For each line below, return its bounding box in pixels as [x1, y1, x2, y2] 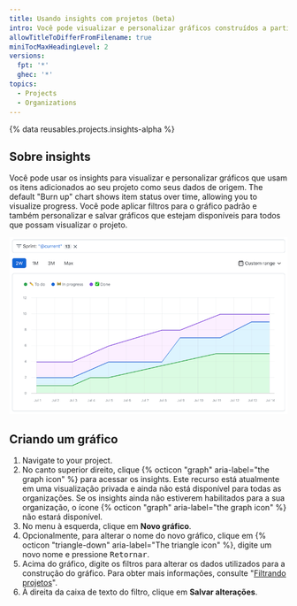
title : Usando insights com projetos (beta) [9, 14, 176, 23]
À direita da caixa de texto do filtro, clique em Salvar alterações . [21, 587, 258, 597]
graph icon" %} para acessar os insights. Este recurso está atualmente [21, 474, 280, 485]
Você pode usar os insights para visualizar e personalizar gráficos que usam [9, 173, 287, 183]
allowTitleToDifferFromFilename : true [9, 33, 152, 42]
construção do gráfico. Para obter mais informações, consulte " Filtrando [21, 568, 286, 579]
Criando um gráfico [9, 432, 118, 447]
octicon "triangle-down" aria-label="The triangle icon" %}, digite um [21, 540, 272, 550]
